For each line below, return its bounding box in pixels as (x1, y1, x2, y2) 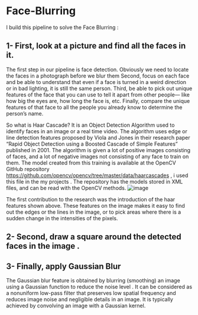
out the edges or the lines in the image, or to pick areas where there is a (6, 208, 181, 216)
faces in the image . (6, 241, 80, 251)
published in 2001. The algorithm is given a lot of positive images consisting (6, 146, 191, 153)
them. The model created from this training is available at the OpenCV (6, 159, 176, 166)
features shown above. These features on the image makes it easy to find (6, 202, 185, 209)
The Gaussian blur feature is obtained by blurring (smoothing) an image (6, 277, 180, 284)
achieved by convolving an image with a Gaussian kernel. (6, 302, 146, 309)
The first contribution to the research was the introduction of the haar (6, 195, 176, 202)
